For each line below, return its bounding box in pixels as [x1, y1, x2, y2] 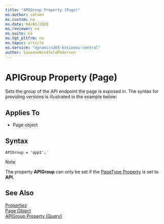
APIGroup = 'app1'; [5, 150, 47, 155]
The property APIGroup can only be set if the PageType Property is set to [5, 169, 159, 175]
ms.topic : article [5, 41, 44, 46]
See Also [5, 189, 34, 198]
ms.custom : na [5, 17, 35, 22]
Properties [5, 202, 27, 208]
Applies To [5, 108, 40, 117]
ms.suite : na [5, 31, 33, 36]
